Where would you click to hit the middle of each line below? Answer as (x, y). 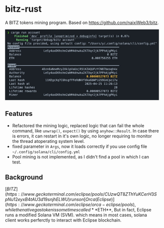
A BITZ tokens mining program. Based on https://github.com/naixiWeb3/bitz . (82, 23)
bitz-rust (23, 9)
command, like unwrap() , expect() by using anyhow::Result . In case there (85, 131)
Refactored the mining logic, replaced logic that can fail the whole (78, 125)
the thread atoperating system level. (48, 141)
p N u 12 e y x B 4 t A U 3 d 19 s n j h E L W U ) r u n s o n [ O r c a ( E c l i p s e (58, 200)
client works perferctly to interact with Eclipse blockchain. (63, 220)
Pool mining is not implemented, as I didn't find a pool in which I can (81, 157)
